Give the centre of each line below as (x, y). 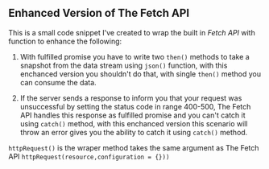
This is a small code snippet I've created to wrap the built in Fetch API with (132, 32)
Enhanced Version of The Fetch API (99, 13)
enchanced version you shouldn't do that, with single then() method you (141, 74)
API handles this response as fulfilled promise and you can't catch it (132, 115)
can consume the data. (58, 82)
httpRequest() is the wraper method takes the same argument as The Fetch (134, 147)
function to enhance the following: (65, 41)
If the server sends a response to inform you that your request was (131, 98)
